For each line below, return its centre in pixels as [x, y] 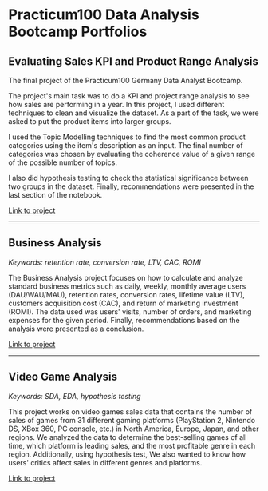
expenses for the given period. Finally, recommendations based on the [124, 320]
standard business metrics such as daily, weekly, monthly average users [127, 286]
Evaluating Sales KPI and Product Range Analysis [134, 61]
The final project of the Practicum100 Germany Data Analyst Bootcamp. [126, 80]
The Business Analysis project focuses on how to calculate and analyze [126, 277]
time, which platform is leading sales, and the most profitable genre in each [132, 445]
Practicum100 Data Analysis [104, 15]
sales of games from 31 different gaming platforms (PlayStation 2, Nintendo [132, 420]
